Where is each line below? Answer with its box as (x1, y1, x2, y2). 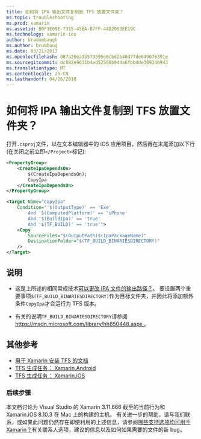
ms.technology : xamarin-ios (6, 31, 77, 37)
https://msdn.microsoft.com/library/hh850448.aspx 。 (14, 320, 149, 327)
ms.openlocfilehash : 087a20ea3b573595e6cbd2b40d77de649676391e (6, 54, 169, 60)
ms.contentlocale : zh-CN (6, 71, 69, 77)
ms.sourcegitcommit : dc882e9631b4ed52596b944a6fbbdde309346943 (6, 59, 169, 65)
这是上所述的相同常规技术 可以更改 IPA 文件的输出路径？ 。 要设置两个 (14, 284, 186, 292)
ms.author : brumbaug (6, 43, 58, 49)
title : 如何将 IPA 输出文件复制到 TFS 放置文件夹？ (6, 8, 124, 15)
